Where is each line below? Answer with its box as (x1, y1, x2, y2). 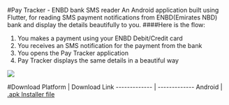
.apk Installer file (7, 90, 55, 98)
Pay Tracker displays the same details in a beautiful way (17, 56, 179, 65)
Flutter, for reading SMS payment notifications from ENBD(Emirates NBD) (7, 13, 218, 22)
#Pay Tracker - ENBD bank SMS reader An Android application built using (7, 6, 219, 14)
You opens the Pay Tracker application (17, 49, 129, 57)
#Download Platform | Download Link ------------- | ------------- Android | (7, 83, 223, 91)
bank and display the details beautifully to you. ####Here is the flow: (7, 21, 206, 29)
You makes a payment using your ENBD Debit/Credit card (17, 34, 183, 42)
